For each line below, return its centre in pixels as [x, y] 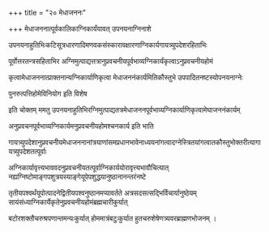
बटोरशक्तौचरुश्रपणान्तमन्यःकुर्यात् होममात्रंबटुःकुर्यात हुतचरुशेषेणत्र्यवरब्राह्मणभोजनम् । [113, 218]
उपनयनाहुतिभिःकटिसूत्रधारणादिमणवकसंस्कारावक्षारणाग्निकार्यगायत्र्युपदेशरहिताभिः [108, 45]
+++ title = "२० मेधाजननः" [47, 13]
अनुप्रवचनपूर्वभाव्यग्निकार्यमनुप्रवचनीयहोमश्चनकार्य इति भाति [81, 126]
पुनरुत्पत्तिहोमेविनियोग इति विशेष [48, 94]
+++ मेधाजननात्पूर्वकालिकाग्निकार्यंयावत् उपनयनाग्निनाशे [80, 29]
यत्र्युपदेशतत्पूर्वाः [28, 151]
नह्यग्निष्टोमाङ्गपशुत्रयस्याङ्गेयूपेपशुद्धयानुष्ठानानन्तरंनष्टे [77, 177]
